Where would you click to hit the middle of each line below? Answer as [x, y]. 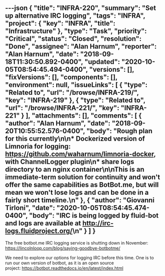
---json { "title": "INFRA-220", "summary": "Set [81, 8]
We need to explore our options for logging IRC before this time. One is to [80, 257]
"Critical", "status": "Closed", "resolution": [73, 39]
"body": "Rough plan [119, 131]
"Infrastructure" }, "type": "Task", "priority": [76, 31]
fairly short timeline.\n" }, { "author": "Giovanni [80, 200]
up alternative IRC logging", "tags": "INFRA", [75, 16]
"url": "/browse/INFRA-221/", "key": [62, 108]
